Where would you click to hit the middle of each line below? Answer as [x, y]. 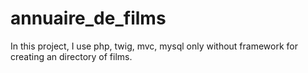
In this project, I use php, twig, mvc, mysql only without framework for [154, 46]
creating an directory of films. [71, 56]
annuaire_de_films [88, 18]
